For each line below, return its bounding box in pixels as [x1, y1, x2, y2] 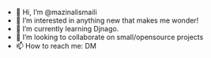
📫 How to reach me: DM [15, 42, 97, 50]
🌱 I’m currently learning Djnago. [15, 24, 119, 33]
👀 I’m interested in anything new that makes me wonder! [15, 16, 199, 25]
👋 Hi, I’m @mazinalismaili [15, 8, 97, 16]
